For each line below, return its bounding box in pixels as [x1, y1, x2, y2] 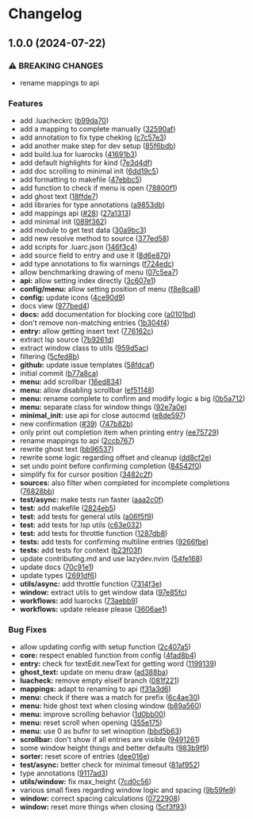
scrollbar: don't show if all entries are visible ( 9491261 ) [19, 735, 201, 744]
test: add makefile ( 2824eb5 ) [19, 503, 117, 513]
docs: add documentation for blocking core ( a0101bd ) [19, 310, 197, 320]
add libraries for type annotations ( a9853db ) [19, 200, 165, 210]
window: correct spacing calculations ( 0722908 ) [19, 794, 181, 803]
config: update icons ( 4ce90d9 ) [19, 293, 125, 302]
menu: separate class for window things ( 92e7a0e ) [19, 402, 188, 412]
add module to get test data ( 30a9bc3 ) [19, 225, 147, 235]
